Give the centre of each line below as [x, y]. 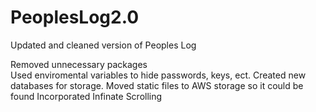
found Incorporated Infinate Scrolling [86, 96]
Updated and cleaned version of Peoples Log [103, 45]
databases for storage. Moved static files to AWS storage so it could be [157, 85]
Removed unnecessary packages [79, 64]
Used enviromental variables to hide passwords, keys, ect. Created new [158, 75]
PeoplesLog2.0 [75, 17]
